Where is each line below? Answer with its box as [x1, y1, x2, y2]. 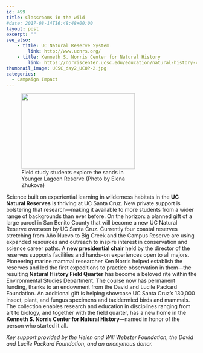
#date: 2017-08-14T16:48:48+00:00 [6, 20, 94, 26]
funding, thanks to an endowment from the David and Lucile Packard [6, 283, 178, 291]
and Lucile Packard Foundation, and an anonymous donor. [6, 340, 153, 348]
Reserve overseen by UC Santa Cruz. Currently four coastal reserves [6, 225, 178, 233]
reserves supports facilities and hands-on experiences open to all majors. [6, 251, 190, 259]
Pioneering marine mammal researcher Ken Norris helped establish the [6, 258, 183, 265]
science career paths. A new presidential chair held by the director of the [6, 245, 190, 252]
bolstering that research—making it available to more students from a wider [6, 206, 195, 214]
